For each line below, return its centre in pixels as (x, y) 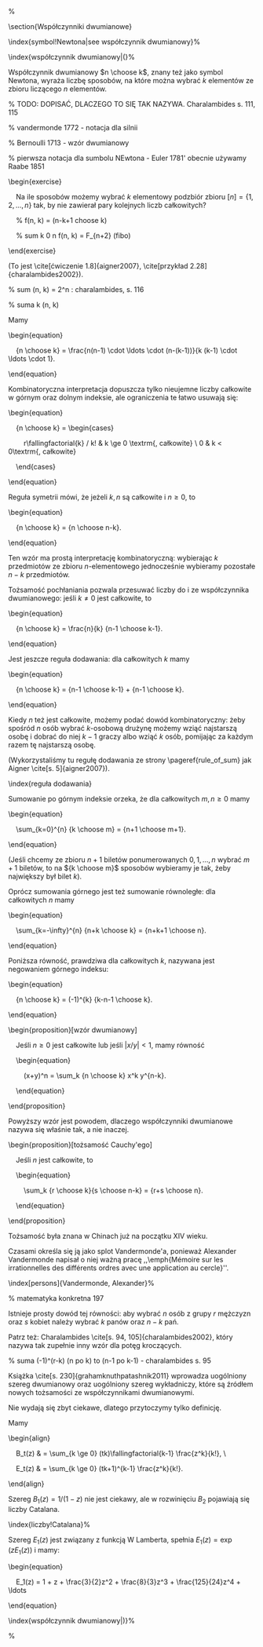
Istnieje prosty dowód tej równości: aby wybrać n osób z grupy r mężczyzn (130, 1313)
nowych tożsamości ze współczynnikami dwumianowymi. (101, 1392)
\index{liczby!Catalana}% (49, 1524)
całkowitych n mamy (41, 900)
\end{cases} (36, 467)
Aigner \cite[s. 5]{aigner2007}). (59, 768)
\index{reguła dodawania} (50, 783)
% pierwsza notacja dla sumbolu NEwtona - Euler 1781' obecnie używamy (128, 158)
